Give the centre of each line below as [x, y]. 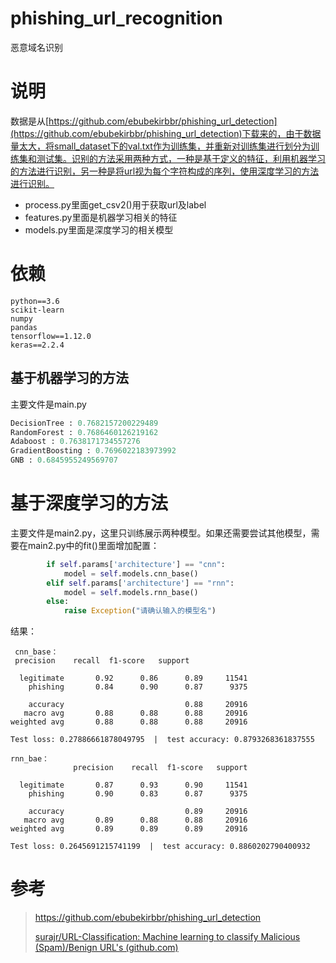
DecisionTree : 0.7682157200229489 [84, 423]
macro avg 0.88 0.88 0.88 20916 [135, 713]
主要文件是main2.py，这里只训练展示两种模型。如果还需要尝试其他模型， [161, 533]
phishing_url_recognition [116, 18]
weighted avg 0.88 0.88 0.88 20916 [129, 722]
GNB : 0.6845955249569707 [64, 460]
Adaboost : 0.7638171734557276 [75, 442]
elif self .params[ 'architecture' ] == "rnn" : [140, 583]
